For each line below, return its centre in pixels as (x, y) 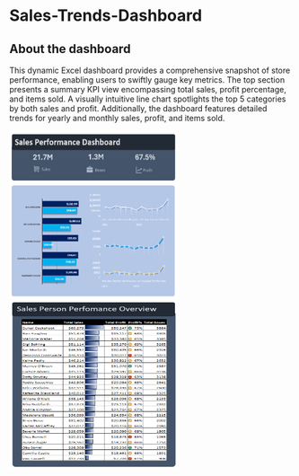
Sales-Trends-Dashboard (106, 16)
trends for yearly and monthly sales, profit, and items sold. (117, 118)
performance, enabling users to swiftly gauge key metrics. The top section (147, 80)
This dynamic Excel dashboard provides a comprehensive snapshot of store (150, 70)
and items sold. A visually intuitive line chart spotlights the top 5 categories (148, 99)
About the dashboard (70, 49)
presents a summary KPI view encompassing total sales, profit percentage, (148, 89)
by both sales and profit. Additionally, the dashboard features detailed (138, 108)
